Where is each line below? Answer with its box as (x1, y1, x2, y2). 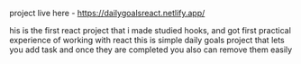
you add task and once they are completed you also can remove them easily (9, 44, 293, 55)
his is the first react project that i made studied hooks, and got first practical (9, 25, 291, 35)
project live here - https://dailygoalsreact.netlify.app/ (9, 8, 205, 18)
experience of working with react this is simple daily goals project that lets (9, 35, 286, 45)
